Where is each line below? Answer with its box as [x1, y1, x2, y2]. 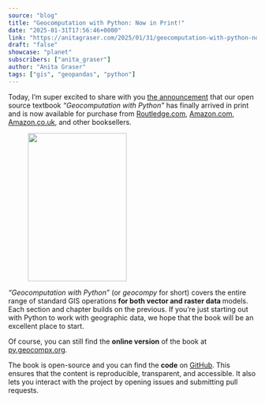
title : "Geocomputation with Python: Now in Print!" [8, 19, 185, 27]
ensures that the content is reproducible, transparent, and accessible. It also [8, 368, 256, 378]
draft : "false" [8, 41, 58, 49]
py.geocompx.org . [8, 345, 68, 354]
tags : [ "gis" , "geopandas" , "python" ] [8, 70, 136, 78]
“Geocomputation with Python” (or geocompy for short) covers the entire [8, 288, 247, 297]
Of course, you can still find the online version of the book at [8, 337, 207, 346]
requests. [8, 385, 39, 395]
